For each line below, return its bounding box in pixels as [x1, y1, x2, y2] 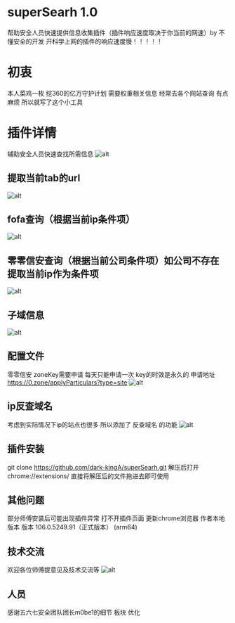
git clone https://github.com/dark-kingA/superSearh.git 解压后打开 [7, 463, 200, 471]
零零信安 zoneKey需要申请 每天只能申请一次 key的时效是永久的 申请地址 [7, 370, 215, 378]
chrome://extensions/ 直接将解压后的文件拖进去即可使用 [7, 472, 170, 480]
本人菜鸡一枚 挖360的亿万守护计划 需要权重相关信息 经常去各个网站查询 [7, 89, 215, 97]
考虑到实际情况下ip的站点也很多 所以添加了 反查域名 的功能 [7, 420, 177, 429]
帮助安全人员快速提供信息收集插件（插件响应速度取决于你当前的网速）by [7, 28, 217, 37]
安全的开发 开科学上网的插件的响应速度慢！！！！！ [13, 37, 163, 46]
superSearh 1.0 [7, 4, 98, 20]
